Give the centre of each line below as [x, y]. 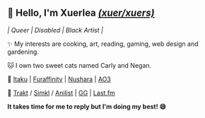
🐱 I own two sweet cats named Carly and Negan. [80, 65]
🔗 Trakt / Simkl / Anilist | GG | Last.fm [61, 93]
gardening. [23, 52]
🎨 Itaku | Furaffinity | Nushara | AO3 [59, 79]
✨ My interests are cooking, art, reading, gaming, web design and [103, 44]
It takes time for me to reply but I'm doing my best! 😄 [87, 106]
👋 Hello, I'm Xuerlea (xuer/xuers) [81, 13]
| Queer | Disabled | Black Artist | [55, 30]
